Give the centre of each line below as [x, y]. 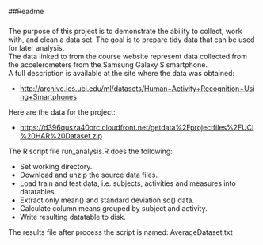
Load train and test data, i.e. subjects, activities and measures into [128, 183]
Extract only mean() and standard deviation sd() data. [107, 200]
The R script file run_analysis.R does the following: [90, 151]
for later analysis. [36, 47]
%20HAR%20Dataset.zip [61, 136]
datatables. [38, 191]
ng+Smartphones [48, 96]
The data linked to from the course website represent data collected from [128, 56]
